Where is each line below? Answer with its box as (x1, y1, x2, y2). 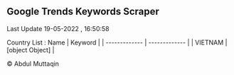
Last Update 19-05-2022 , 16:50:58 (6, 24, 110, 33)
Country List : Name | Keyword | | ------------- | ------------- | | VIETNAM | (6, 38, 228, 47)
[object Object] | (6, 45, 55, 54)
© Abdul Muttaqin (6, 59, 60, 68)
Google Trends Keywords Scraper (6, 6, 159, 18)
